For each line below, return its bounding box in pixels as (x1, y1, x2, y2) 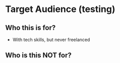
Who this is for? (5, 23, 56, 32)
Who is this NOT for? (5, 51, 72, 59)
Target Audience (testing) (5, 3, 115, 15)
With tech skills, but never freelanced (12, 36, 90, 42)
